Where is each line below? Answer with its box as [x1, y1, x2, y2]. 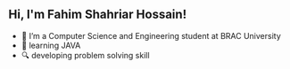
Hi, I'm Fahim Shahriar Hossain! [8, 7, 187, 22]
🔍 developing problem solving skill [21, 50, 150, 60]
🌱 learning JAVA [21, 40, 81, 50]
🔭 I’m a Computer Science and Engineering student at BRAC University [21, 30, 282, 41]
